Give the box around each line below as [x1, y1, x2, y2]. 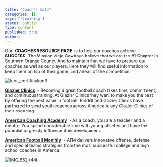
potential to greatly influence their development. [5, 128, 101, 133]
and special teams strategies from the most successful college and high [5, 142, 149, 148]
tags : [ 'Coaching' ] [5, 16, 45, 21]
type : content [5, 25, 34, 30]
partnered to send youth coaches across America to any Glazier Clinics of [5, 103, 153, 109]
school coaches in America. [5, 147, 61, 153]
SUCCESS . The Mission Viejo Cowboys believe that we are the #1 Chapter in [5, 53, 158, 58]
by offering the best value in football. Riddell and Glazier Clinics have [5, 97, 143, 103]
